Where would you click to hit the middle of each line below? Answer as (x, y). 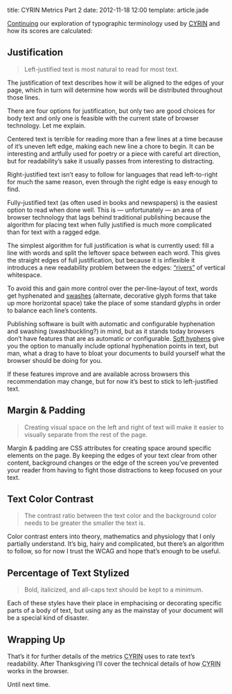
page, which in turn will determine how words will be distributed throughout (115, 90)
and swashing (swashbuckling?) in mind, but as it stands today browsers (111, 331)
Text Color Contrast (51, 499)
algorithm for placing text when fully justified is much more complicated (110, 224)
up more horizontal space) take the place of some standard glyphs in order (114, 303)
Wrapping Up (36, 640)
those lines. (24, 97)
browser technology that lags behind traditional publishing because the (109, 217)
